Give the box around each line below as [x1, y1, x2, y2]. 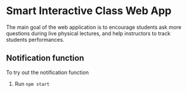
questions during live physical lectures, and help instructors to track [6, 29, 171, 36]
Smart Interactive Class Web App [6, 4, 172, 18]
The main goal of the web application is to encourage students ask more [6, 24, 182, 31]
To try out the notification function [6, 69, 89, 76]
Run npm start [14, 80, 50, 87]
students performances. [6, 36, 65, 43]
